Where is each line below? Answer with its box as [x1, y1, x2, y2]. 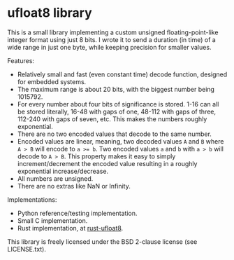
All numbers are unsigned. [17, 174, 94, 183]
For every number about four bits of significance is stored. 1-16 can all [17, 100, 219, 108]
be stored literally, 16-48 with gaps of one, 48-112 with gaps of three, [17, 107, 217, 116]
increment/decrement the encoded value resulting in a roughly [17, 159, 198, 167]
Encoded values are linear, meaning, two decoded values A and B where [17, 137, 224, 145]
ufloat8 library [7, 5, 92, 21]
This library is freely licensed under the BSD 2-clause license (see [7, 237, 198, 246]
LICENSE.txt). [7, 245, 47, 253]
